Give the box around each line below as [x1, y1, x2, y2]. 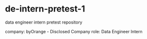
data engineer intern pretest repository [5, 19, 82, 25]
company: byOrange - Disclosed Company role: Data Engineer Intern [5, 28, 143, 34]
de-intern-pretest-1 [5, 3, 85, 14]
